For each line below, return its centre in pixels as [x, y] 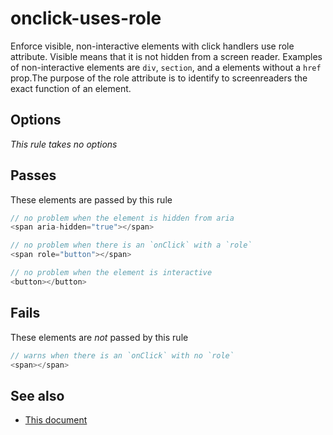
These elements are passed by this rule [91, 199]
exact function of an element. [71, 88]
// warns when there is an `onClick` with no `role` [122, 355]
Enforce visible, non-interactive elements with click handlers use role [152, 46]
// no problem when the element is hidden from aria [122, 218]
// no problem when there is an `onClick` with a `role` [131, 245]
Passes [33, 175]
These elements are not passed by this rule [99, 337]
